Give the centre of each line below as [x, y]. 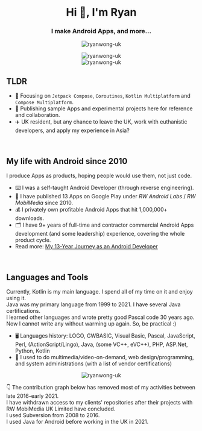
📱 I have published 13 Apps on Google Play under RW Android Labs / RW [105, 197]
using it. [16, 298]
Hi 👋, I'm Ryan [101, 12]
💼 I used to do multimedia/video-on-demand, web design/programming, [104, 357]
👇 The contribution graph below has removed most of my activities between [101, 387]
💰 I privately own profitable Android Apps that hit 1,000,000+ [91, 210]
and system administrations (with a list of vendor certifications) [93, 363]
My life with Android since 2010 [67, 161]
